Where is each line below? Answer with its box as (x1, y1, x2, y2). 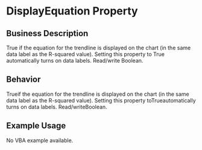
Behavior (6, 74, 41, 85)
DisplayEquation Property (6, 4, 138, 18)
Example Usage (6, 120, 66, 131)
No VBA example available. (6, 137, 74, 144)
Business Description (6, 28, 89, 39)
